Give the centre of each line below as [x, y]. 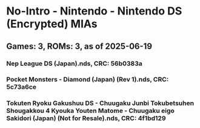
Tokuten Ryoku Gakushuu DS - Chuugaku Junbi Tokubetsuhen [100, 103]
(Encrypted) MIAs [52, 24]
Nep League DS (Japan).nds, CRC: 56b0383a [74, 63]
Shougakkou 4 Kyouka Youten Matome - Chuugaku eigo [90, 111]
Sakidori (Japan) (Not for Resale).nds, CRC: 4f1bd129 [86, 118]
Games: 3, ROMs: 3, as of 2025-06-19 [79, 46]
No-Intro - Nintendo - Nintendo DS [94, 11]
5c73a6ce [22, 87]
